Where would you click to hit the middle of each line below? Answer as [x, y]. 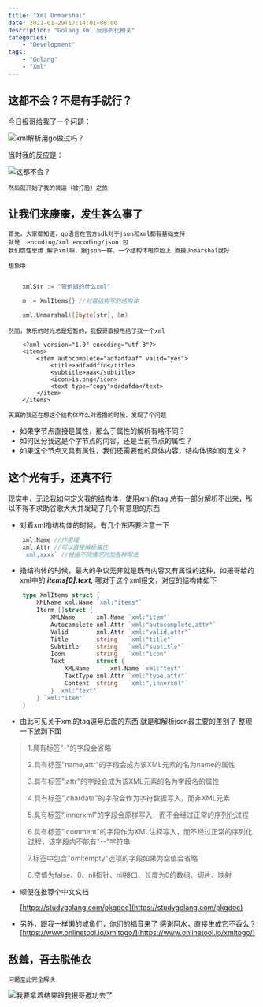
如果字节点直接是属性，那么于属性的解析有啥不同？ [102, 431]
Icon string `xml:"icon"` [110, 654]
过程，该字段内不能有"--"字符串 [79, 841]
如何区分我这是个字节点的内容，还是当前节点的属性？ [106, 441]
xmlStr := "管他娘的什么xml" [67, 287]
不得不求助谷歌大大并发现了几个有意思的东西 [87, 508]
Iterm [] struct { [65, 610]
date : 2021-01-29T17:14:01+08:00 [63, 23]
